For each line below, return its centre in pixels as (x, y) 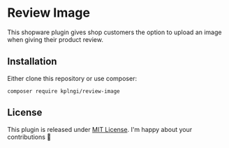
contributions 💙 (29, 137)
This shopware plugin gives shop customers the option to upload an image (114, 32)
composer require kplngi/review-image (64, 91)
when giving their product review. (55, 39)
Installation (32, 62)
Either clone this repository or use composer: (72, 78)
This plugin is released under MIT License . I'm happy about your (100, 129)
